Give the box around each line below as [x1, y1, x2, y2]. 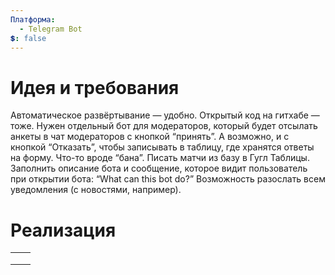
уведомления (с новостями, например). [10, 184, 182, 196]
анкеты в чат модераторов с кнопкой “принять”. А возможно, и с [10, 131, 290, 143]
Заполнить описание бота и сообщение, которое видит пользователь [10, 162, 308, 175]
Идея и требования [10, 76, 180, 99]
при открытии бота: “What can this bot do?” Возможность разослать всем [10, 173, 326, 185]
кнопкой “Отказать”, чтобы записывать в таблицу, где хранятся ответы [10, 141, 315, 153]
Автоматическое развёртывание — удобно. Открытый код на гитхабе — [10, 109, 320, 121]
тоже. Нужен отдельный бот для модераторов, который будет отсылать [10, 120, 318, 132]
